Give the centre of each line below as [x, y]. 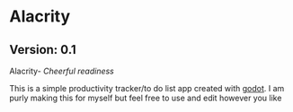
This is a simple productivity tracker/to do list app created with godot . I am [147, 88]
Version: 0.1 [43, 50]
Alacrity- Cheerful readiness [62, 71]
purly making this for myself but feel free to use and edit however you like [146, 98]
